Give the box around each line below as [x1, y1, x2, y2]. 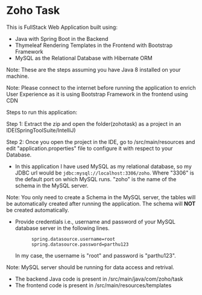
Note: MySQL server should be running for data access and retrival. [6, 263, 175, 271]
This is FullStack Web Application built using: [6, 23, 118, 31]
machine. [6, 72, 30, 79]
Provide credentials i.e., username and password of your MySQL [14, 218, 176, 225]
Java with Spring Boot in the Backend [14, 35, 109, 42]
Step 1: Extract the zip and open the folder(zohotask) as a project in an [6, 120, 181, 127]
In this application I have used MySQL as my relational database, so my [14, 163, 192, 170]
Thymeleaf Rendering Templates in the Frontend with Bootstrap [14, 42, 173, 49]
